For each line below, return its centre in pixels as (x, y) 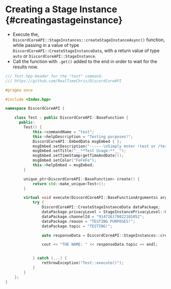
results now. (25, 67)
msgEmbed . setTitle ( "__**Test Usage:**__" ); (79, 151)
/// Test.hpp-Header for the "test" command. (54, 76)
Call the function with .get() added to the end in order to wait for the (85, 61)
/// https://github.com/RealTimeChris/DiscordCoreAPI (64, 81)
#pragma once (19, 90)
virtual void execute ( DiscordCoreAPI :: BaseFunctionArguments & (91, 198)
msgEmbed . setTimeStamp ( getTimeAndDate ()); (78, 156)
